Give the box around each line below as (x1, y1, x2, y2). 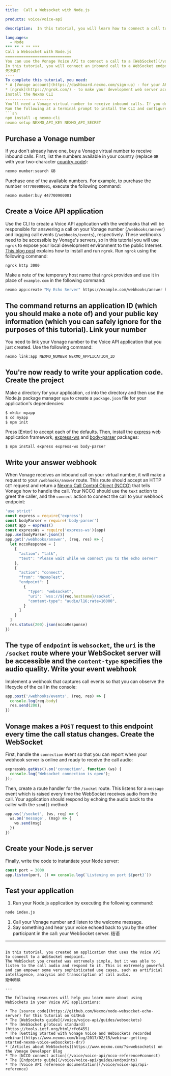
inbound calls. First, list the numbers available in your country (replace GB (5, 153, 159, 159)
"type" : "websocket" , (27, 589, 74, 594)
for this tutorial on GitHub (23, 1013, 85, 1018)
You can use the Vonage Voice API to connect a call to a (5, 59, 131, 64)
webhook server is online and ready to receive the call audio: (5, 756, 133, 762)
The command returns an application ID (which (5, 301, 157, 310)
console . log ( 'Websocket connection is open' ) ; (10, 771, 110, 776)
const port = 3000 (5, 867, 44, 873)
